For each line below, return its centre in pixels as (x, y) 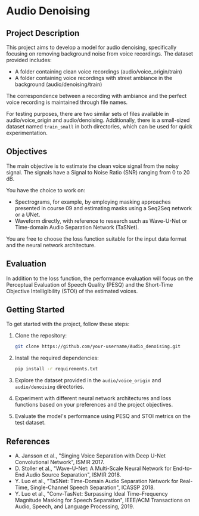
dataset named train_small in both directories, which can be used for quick (99, 126)
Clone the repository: (41, 336)
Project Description (43, 33)
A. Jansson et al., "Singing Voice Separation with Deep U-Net (90, 456)
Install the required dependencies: (57, 358)
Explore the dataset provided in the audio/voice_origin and (88, 380)
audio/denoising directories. (49, 387)
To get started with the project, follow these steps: (68, 324)
